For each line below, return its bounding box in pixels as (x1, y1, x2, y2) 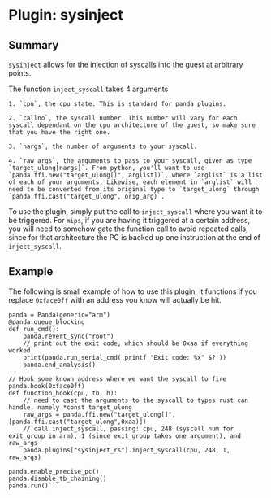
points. (8, 68, 32, 78)
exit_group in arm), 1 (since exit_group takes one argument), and (8, 431, 242, 440)
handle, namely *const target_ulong (8, 403, 132, 412)
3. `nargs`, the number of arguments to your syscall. (8, 142, 198, 151)
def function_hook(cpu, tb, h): (8, 389, 118, 397)
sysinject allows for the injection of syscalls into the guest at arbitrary (8, 59, 243, 69)
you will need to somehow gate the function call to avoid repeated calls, (8, 224, 249, 234)
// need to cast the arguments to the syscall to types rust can (23, 396, 249, 404)
